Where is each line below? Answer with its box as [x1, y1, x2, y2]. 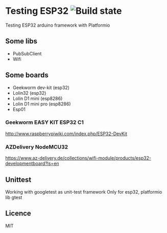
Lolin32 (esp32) [12, 90, 46, 96]
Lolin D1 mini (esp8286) [12, 95, 63, 101]
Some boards [5, 71, 49, 79]
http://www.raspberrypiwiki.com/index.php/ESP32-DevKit [5, 131, 128, 137]
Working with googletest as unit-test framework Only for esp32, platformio [5, 188, 162, 195]
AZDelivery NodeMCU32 [5, 143, 68, 151]
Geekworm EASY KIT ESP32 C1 [5, 119, 84, 126]
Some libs [5, 37, 37, 46]
